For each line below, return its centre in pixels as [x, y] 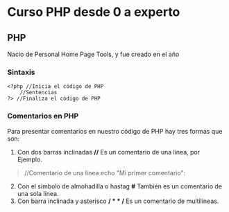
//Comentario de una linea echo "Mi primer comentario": [105, 173]
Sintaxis [21, 72]
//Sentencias [39, 93]
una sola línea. [38, 193]
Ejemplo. [30, 159]
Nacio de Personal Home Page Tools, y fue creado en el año [93, 54]
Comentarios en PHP [43, 116]
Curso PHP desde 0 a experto [94, 12]
